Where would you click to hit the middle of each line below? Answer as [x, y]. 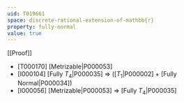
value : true [24, 33]
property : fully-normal [42, 27]
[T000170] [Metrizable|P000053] [65, 66]
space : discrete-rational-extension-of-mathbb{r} [81, 20]
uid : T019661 [26, 14]
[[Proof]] [20, 53]
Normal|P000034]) [45, 83]
